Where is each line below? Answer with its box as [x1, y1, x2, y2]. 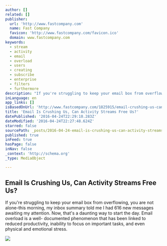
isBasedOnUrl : [5, 105, 35, 110]
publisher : [5, 16, 28, 21]
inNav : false [5, 147, 32, 152]
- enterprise [9, 77, 37, 82]
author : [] [5, 7, 28, 12]
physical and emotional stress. [5, 226, 68, 232]
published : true [5, 133, 39, 138]
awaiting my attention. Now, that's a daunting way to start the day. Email [5, 210, 153, 216]
